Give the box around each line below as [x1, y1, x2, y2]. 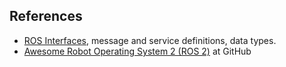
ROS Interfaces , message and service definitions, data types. [23, 34, 277, 46]
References [9, 8, 83, 25]
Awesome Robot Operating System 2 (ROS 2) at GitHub [23, 45, 252, 57]
